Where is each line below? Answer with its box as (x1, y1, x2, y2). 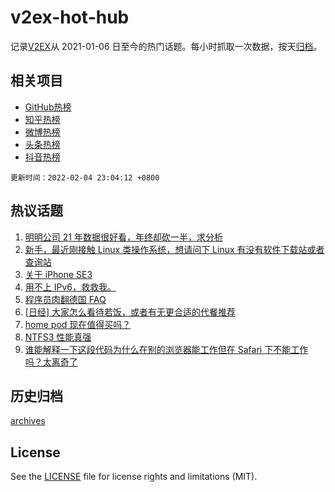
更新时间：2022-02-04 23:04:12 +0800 (10, 172, 160, 183)
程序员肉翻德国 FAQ (24, 293, 107, 305)
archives (10, 415, 46, 427)
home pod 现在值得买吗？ (24, 318, 132, 330)
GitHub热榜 (24, 101, 72, 113)
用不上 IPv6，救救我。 (24, 281, 117, 293)
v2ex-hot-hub (10, 6, 130, 29)
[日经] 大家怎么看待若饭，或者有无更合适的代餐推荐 (24, 306, 236, 318)
